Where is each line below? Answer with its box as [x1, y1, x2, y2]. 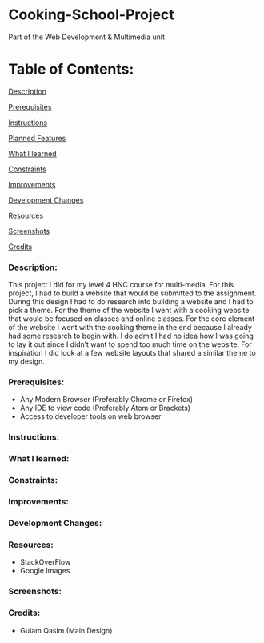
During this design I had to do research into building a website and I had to [8, 297, 254, 307]
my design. [8, 356, 46, 366]
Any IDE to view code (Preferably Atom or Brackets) [19, 403, 190, 413]
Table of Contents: [8, 60, 134, 78]
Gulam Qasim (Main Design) [19, 625, 113, 635]
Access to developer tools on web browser [19, 412, 162, 421]
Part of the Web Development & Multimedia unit [8, 32, 166, 42]
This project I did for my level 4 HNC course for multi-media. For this [8, 280, 234, 290]
